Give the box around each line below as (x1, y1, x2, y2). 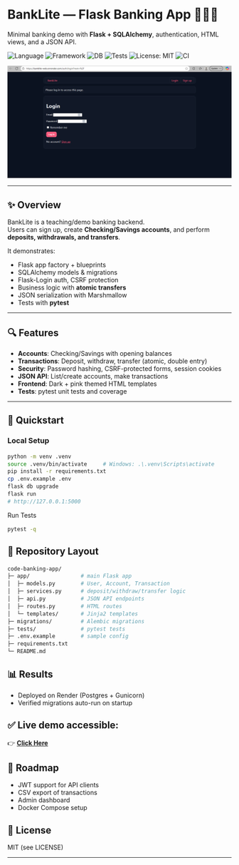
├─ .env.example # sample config (7, 633, 129, 640)
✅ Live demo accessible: (7, 720, 119, 732)
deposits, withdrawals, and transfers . (7, 233, 121, 242)
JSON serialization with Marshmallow (17, 291, 127, 300)
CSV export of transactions (17, 788, 97, 797)
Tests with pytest (17, 299, 70, 307)
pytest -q (7, 526, 37, 533)
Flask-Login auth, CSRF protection (17, 276, 119, 285)
